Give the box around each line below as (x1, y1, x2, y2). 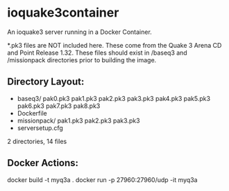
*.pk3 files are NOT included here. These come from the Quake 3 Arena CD (7, 41, 222, 49)
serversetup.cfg (17, 123, 64, 132)
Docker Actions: (7, 157, 78, 169)
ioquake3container (7, 5, 119, 21)
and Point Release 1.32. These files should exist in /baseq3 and (7, 48, 187, 57)
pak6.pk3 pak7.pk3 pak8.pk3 (17, 102, 101, 110)
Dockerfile (17, 109, 47, 117)
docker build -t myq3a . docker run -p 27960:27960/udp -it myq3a (7, 175, 198, 184)
